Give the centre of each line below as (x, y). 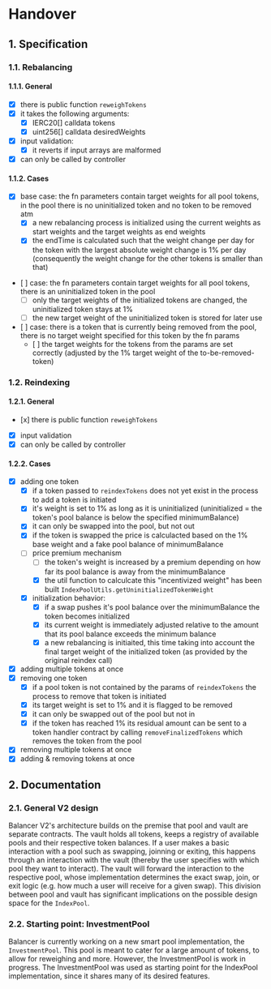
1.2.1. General (31, 401)
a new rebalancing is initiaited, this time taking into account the (150, 642)
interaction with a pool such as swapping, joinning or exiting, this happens (132, 851)
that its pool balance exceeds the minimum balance (130, 634)
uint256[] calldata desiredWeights (89, 131)
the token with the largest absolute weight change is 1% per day (139, 250)
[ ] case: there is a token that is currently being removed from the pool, (138, 327)
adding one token (49, 482)
